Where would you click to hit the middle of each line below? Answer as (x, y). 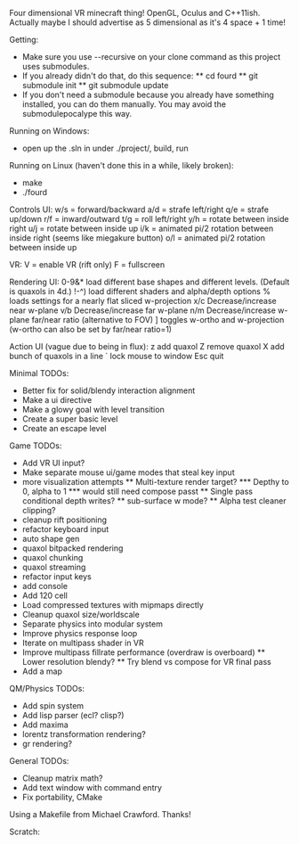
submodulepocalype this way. (77, 114)
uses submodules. (56, 66)
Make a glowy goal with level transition (93, 410)
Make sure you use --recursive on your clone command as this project (151, 57)
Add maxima (45, 725)
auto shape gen (51, 539)
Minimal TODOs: (39, 373)
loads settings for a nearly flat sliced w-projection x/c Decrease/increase (143, 301)
